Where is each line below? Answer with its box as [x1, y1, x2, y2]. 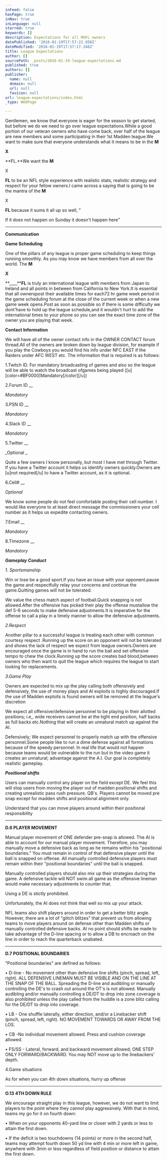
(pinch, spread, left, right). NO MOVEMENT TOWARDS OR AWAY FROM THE [5, 1016, 161, 1022]
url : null [9, 86, 30, 91]
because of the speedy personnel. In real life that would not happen [5, 744, 144, 751]
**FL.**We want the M [5, 158, 54, 164]
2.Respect [5, 623, 26, 628]
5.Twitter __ [5, 440, 28, 446]
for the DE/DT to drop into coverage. [5, 1001, 80, 1007]
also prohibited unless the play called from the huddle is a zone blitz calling [5, 996, 159, 1002]
